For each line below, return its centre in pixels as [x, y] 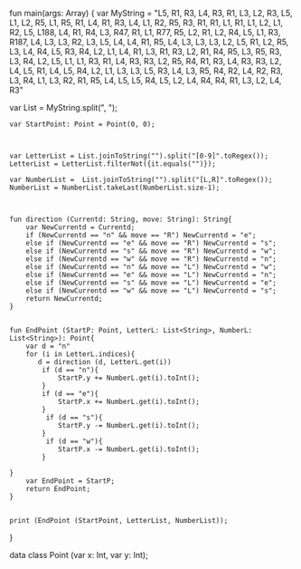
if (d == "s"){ [74, 418]
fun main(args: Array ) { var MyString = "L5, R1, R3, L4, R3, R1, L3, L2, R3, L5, [151, 13]
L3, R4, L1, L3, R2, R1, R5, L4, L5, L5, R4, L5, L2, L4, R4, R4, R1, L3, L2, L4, [146, 80]
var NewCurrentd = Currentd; [80, 227]
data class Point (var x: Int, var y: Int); [79, 555]
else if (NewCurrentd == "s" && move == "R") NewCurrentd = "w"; [151, 251]
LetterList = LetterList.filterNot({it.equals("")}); [113, 164]
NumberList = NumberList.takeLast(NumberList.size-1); [115, 188]
